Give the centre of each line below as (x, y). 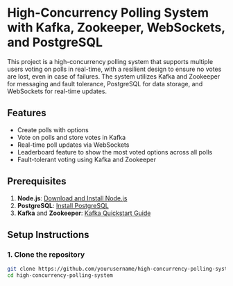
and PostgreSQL (55, 42)
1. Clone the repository (46, 254)
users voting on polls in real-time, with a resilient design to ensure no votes (114, 69)
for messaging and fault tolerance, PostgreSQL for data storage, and (105, 84)
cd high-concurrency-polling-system (60, 276)
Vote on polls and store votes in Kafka (71, 137)
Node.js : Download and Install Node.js (72, 198)
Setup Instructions (48, 235)
